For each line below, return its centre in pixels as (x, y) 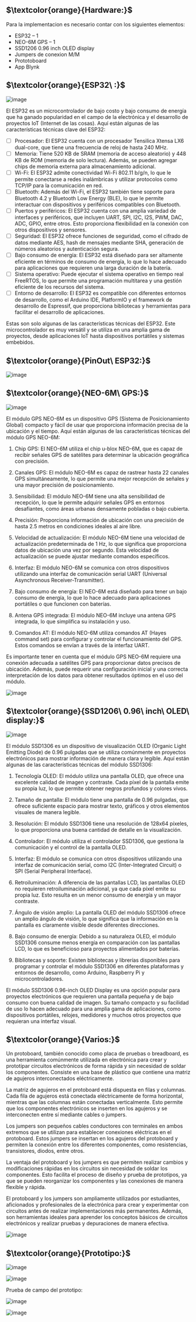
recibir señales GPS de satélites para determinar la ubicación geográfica (102, 455)
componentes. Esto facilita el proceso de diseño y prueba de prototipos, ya (97, 1175)
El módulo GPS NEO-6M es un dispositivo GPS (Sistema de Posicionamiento (98, 418)
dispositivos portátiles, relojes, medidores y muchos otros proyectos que (94, 1015)
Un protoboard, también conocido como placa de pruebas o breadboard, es (97, 1054)
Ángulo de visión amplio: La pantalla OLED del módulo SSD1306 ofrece (100, 912)
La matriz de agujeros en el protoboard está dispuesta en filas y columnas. (96, 1090)
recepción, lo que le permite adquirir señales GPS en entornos (90, 502)
